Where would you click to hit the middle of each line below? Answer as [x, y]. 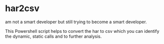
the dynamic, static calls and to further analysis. [53, 36]
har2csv [22, 8]
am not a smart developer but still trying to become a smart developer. [76, 22]
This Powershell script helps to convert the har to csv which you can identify [82, 31]
